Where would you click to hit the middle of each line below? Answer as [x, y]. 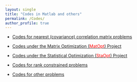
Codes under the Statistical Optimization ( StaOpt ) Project [70, 56]
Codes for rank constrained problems [50, 65]
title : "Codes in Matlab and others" [44, 14]
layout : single [21, 9]
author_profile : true [27, 23]
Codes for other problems [38, 74]
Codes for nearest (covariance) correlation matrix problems [72, 37]
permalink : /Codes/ [25, 18]
